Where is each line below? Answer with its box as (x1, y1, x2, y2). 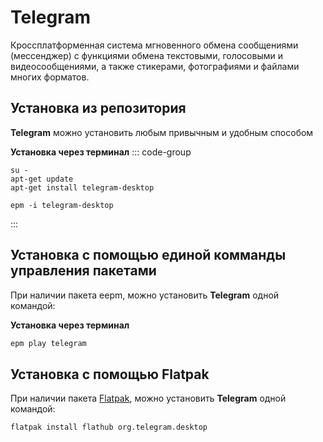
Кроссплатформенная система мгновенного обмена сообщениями (10, 39, 299, 51)
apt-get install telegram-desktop (10, 182, 155, 193)
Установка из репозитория (10, 100, 187, 117)
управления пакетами (10, 262, 157, 280)
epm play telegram (10, 338, 87, 348)
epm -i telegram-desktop (10, 200, 114, 210)
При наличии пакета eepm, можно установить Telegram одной (10, 289, 280, 301)
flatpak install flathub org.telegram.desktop (10, 422, 208, 433)
